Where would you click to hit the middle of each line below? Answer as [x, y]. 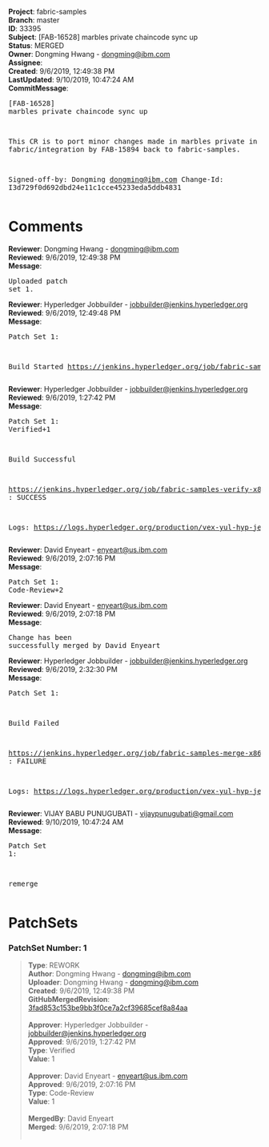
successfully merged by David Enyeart [84, 645]
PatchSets [43, 923]
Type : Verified [52, 1050]
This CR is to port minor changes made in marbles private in [133, 141]
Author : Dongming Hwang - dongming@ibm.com [109, 974]
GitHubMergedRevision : [69, 1000]
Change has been [40, 637]
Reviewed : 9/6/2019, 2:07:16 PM [62, 558]
